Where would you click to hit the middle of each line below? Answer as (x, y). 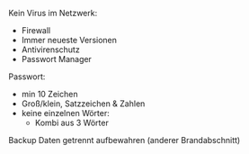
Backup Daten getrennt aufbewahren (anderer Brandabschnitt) (124, 140)
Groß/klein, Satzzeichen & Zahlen (83, 104)
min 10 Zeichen (49, 94)
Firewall (36, 30)
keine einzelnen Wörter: (65, 113)
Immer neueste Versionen (69, 40)
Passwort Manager (56, 59)
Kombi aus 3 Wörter (71, 122)
